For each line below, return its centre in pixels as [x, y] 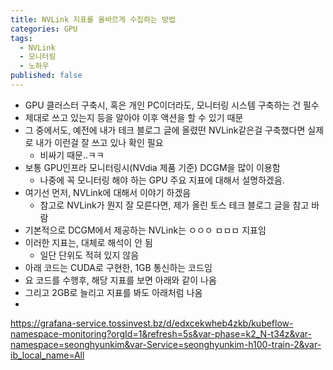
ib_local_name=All [47, 355]
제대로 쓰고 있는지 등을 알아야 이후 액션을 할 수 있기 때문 [134, 117]
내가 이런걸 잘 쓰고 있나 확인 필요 [99, 142]
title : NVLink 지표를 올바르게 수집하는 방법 [93, 19]
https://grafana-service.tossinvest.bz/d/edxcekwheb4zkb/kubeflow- [152, 323]
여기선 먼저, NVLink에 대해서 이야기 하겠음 [108, 192]
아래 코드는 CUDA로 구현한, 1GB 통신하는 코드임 [118, 267]
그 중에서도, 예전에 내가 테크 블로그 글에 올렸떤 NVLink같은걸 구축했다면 [165, 130]
